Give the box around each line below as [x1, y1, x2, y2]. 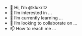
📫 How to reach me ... [9, 26, 56, 31]
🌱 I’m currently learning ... [9, 15, 63, 20]
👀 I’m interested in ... [9, 10, 52, 16]
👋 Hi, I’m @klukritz [9, 5, 48, 10]
